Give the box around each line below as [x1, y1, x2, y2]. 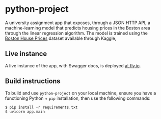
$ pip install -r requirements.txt [5, 105, 78, 110]
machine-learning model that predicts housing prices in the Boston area [5, 25, 151, 30]
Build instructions [5, 77, 60, 86]
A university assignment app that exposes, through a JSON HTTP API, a [5, 20, 151, 26]
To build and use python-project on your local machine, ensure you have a [5, 90, 156, 96]
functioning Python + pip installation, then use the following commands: [5, 95, 151, 101]
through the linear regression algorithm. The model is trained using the [5, 30, 148, 36]
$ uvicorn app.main [5, 109, 45, 114]
